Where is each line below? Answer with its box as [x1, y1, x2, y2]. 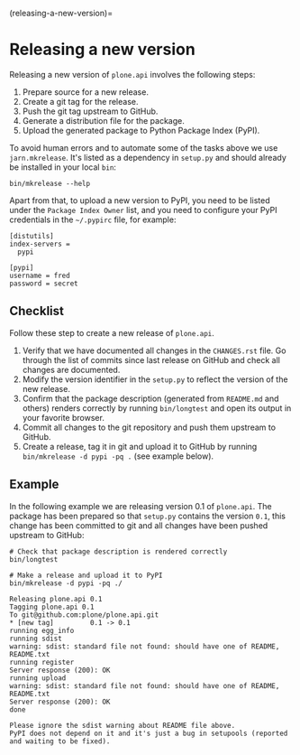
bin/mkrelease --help [9, 179, 91, 188]
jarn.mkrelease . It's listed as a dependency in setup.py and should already [9, 152, 286, 163]
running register [9, 657, 75, 666]
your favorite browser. [22, 412, 105, 423]
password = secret [9, 279, 78, 288]
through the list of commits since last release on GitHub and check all [22, 354, 281, 365]
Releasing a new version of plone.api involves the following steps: [9, 69, 256, 79]
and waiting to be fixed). [9, 736, 111, 746]
